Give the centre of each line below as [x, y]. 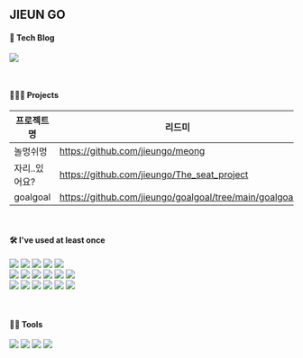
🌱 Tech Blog [32, 37]
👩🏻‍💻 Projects [34, 95]
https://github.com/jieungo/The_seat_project [154, 175]
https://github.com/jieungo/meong [132, 150]
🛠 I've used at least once [57, 240]
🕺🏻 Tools [26, 324]
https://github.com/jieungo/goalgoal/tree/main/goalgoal [177, 197]
